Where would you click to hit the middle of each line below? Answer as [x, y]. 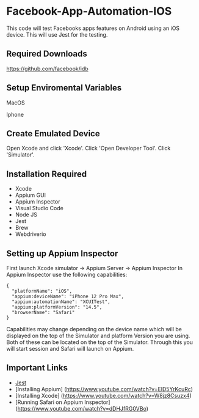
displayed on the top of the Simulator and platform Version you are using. [98, 335]
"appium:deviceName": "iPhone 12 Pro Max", [68, 296]
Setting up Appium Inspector [62, 253]
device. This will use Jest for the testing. [57, 34]
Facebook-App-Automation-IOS [89, 11]
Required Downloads [47, 54]
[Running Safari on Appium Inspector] [63, 402]
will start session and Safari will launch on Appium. [70, 349]
